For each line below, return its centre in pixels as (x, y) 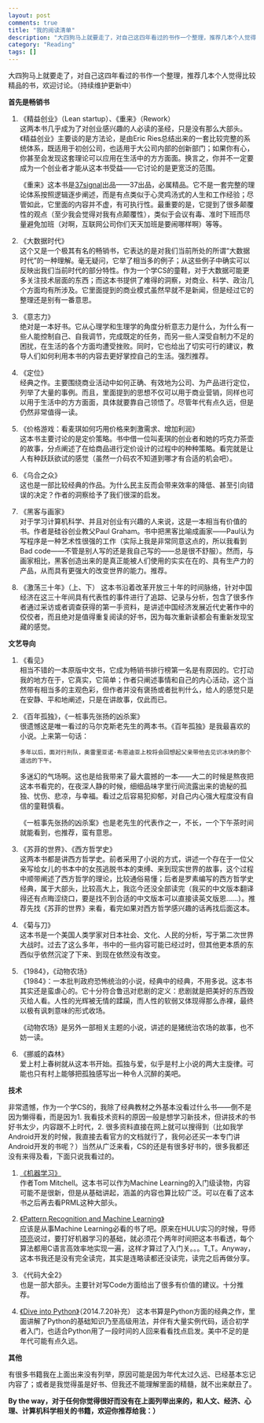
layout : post (29, 15)
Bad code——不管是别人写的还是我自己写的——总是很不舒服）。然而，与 (136, 551)
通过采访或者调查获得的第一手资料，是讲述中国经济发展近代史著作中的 (140, 607)
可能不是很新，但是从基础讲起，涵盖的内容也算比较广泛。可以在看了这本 (136, 1193)
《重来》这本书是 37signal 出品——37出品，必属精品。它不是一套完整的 (134, 185)
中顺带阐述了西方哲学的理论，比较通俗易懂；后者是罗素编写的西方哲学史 (136, 878)
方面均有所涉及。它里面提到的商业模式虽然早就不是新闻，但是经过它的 (140, 290)
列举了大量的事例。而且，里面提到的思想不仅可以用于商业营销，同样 (130, 392)
